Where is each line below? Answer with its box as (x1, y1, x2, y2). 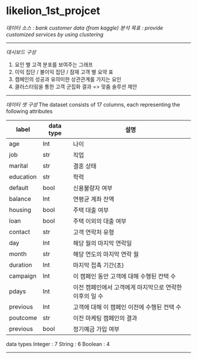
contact (9, 227, 30, 236)
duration (9, 260, 32, 269)
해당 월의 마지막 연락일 (73, 239, 132, 247)
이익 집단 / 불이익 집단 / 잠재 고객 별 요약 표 (14, 68, 114, 75)
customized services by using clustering (6, 31, 104, 38)
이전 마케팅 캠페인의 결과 (73, 314, 138, 322)
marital (9, 162, 28, 170)
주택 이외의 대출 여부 (73, 217, 127, 225)
